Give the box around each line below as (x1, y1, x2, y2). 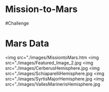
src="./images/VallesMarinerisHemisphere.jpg (5, 81, 100, 87)
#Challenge (5, 20, 29, 26)
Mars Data (5, 38, 49, 49)
